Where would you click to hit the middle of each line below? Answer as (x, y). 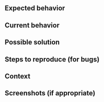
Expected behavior (35, 8)
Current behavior (32, 25)
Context (18, 76)
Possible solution (32, 42)
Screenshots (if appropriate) (50, 93)
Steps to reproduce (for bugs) (52, 59)
